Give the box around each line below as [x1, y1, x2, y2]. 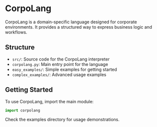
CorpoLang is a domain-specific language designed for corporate [5, 19, 137, 25]
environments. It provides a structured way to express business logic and [5, 24, 152, 30]
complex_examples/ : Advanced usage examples [12, 71, 106, 78]
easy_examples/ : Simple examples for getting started [12, 66, 117, 72]
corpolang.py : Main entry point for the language [12, 61, 108, 67]
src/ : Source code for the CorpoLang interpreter [12, 56, 110, 62]
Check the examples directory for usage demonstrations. [5, 117, 120, 123]
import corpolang [5, 108, 40, 113]
